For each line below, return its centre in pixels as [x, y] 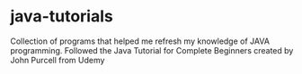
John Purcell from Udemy [58, 60]
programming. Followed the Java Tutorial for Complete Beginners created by [152, 50]
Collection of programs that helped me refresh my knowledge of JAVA [140, 41]
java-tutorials [62, 16]
